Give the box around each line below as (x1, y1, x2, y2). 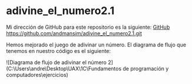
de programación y (123, 65, 169, 72)
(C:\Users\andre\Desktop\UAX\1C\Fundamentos (6, 65, 122, 72)
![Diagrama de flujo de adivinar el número (6, 59, 107, 66)
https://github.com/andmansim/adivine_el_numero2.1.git (6, 29, 143, 36)
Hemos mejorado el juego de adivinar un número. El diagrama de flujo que (6, 41, 187, 48)
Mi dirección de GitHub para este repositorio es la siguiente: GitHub (6, 23, 170, 31)
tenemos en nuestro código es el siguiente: (6, 47, 111, 54)
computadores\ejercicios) (6, 71, 69, 78)
